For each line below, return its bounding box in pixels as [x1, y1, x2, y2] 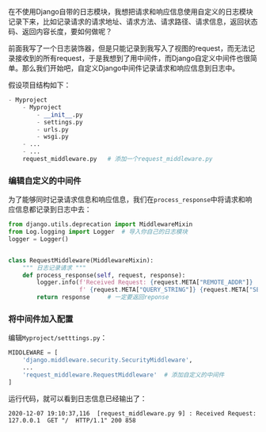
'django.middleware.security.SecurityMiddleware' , [22, 356, 193, 365]
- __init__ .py [36, 110, 83, 119]
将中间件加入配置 [8, 313, 74, 324]
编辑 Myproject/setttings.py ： [8, 333, 108, 342]
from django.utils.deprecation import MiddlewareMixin [8, 220, 193, 228]
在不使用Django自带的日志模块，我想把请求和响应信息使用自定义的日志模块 [8, 7, 253, 16]
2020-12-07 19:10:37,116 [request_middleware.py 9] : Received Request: [8, 409, 257, 418]
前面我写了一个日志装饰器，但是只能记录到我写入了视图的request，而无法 [8, 44, 249, 53]
